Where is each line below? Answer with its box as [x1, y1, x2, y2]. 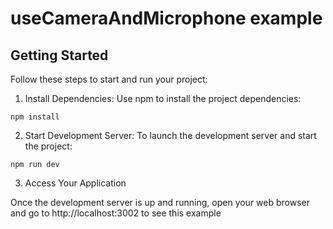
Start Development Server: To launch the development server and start [24, 130, 317, 141]
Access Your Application [24, 177, 127, 189]
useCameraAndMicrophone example [10, 7, 323, 30]
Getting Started [10, 47, 109, 64]
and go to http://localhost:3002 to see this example [10, 207, 222, 219]
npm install [10, 112, 60, 122]
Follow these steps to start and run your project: [10, 73, 208, 85]
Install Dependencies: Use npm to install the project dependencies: [24, 93, 302, 104]
